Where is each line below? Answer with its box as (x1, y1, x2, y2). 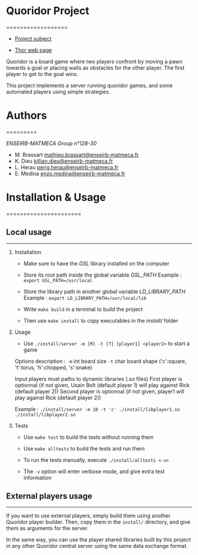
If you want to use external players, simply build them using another (6, 512, 171, 520)
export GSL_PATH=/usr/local (23, 277, 93, 284)
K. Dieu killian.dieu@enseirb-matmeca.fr (14, 157, 113, 165)
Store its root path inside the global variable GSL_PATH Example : (23, 271, 182, 278)
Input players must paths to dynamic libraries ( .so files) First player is (14, 375, 183, 382)
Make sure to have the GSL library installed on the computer (23, 260, 170, 267)
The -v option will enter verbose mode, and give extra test (23, 468, 165, 475)
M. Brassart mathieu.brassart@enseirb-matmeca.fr (14, 151, 139, 158)
